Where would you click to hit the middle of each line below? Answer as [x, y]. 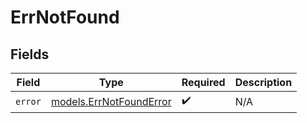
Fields [30, 54]
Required [203, 82]
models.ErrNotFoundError [111, 101]
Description [263, 82]
